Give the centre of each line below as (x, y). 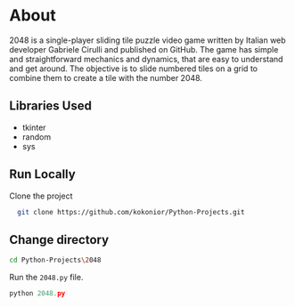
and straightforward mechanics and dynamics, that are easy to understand (146, 59)
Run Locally (42, 174)
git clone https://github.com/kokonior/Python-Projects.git (131, 212)
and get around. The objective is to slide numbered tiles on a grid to (134, 69)
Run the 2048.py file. (46, 278)
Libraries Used (50, 106)
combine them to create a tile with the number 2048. (106, 77)
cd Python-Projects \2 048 (55, 260)
